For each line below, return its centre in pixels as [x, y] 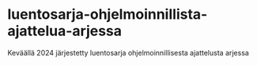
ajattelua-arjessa [65, 31]
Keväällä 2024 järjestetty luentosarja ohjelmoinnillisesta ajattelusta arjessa [128, 52]
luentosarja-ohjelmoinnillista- [108, 14]
